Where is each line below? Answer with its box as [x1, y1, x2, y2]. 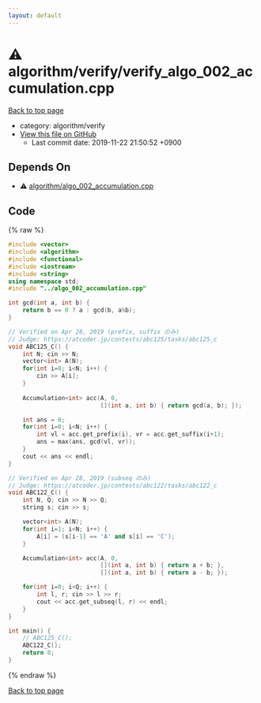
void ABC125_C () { [8, 342, 69, 350]
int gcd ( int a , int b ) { [8, 299, 90, 307]
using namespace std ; [8, 278, 80, 285]
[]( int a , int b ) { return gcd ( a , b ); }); [100, 401, 243, 410]
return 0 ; [22, 649, 55, 657]
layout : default [8, 11, 62, 20]
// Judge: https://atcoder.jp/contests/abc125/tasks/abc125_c [8, 335, 217, 343]
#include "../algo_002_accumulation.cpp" [8, 285, 147, 293]
